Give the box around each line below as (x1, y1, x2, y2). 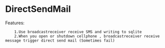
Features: (5, 20, 25, 26)
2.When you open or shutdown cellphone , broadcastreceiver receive (14, 34, 160, 39)
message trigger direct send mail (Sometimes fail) (5, 38, 115, 43)
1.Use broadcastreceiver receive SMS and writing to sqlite (14, 29, 142, 34)
